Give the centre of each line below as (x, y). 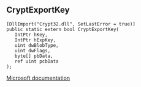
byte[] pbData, (34, 56)
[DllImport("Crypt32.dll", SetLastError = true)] (71, 24)
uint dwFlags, (32, 50)
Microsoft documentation (38, 78)
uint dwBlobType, (37, 45)
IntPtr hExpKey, (35, 40)
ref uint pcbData (37, 61)
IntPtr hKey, (31, 35)
